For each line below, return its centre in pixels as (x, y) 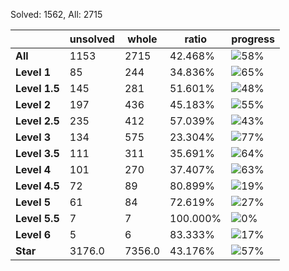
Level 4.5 (37, 186)
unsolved (92, 39)
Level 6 (33, 234)
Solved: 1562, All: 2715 (56, 14)
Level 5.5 (37, 218)
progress (253, 39)
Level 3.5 (37, 153)
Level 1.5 (37, 88)
